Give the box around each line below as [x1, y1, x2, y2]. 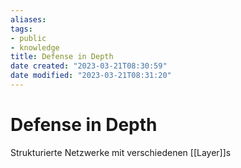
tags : [10, 24, 33, 34]
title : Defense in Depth [10, 52, 114, 62]
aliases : [10, 14, 47, 25]
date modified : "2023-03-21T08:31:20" [10, 71, 172, 81]
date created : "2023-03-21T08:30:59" [10, 61, 168, 71]
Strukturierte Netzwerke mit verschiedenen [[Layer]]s [10, 146, 232, 158]
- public [10, 33, 47, 43]
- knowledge [10, 42, 60, 53]
